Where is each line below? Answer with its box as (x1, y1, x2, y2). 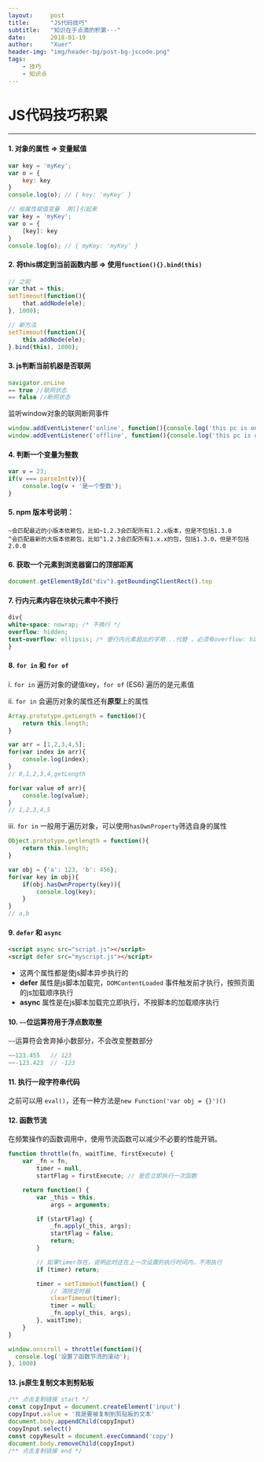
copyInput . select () (8, 1424, 72, 1433)
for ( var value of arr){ (8, 784, 86, 792)
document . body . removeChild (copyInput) (8, 1439, 135, 1447)
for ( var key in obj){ (8, 873, 79, 881)
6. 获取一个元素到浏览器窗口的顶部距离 (8, 560, 134, 569)
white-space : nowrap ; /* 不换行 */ (8, 621, 122, 629)
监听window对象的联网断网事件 (8, 409, 110, 418)
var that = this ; (8, 285, 65, 293)
